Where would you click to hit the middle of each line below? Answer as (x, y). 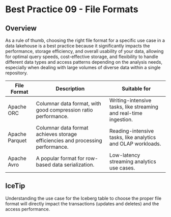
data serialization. (73, 165)
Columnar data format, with (69, 104)
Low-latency (125, 155)
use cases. (122, 168)
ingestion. (121, 119)
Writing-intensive (130, 100)
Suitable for (136, 89)
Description (70, 89)
